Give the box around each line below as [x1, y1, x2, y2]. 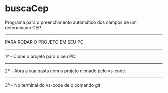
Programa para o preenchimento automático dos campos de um [5, 19, 137, 25]
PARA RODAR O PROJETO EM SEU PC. [5, 39, 85, 45]
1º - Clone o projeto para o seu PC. [5, 53, 77, 59]
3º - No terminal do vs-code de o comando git [5, 82, 101, 88]
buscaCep [5, 3, 49, 14]
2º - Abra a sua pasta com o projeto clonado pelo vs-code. [5, 68, 126, 74]
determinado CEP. [5, 24, 42, 30]
